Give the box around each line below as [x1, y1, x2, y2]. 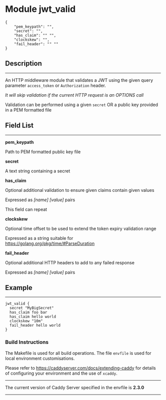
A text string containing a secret [5, 168, 71, 174]
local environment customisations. [5, 355, 75, 361]
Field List [5, 121, 34, 130]
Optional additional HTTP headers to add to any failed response [5, 259, 135, 266]
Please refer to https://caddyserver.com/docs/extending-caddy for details [5, 365, 156, 371]
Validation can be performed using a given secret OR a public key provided [5, 102, 158, 108]
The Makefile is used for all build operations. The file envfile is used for [5, 350, 152, 356]
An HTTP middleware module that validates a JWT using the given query [5, 77, 153, 83]
